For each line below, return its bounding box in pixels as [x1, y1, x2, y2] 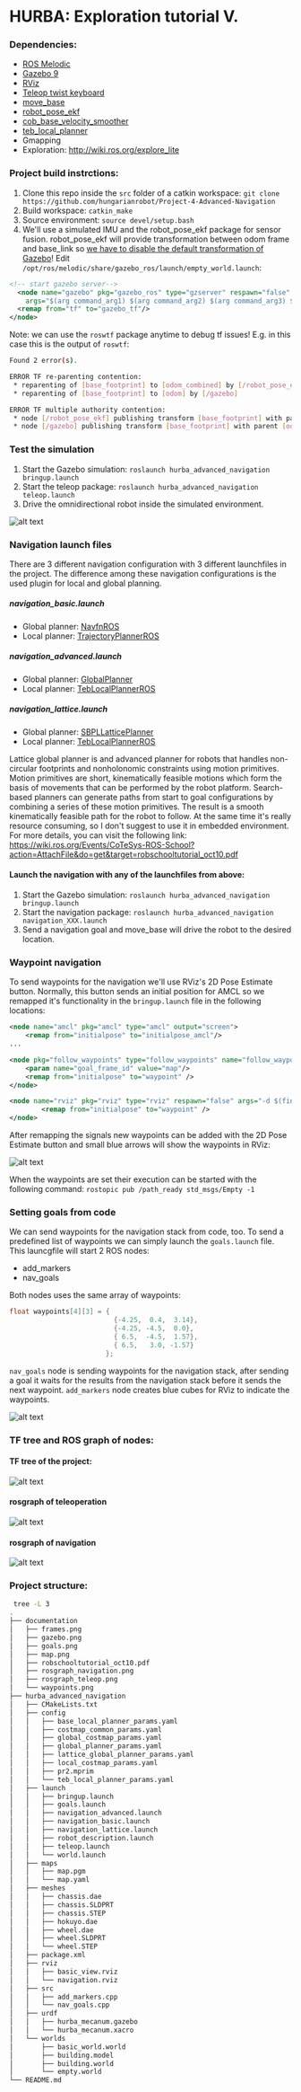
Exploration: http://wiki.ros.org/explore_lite [21, 145, 180, 155]
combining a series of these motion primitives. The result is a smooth [9, 801, 264, 812]
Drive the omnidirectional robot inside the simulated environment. [21, 499, 264, 509]
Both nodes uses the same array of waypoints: [9, 1290, 181, 1301]
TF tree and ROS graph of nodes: [9, 1434, 154, 1446]
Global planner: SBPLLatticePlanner [21, 726, 154, 737]
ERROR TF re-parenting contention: [9, 373, 142, 382]
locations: [9, 1005, 46, 1016]
